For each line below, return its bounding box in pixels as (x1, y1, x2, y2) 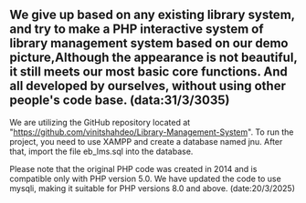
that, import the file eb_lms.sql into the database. (9, 146, 194, 157)
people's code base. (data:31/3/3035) (9, 93, 230, 108)
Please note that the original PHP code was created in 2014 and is (9, 163, 258, 174)
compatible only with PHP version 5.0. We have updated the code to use (9, 173, 281, 184)
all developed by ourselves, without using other (9, 78, 286, 94)
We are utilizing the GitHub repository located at (9, 117, 191, 127)
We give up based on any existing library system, (9, 7, 295, 23)
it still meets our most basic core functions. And (9, 64, 288, 80)
